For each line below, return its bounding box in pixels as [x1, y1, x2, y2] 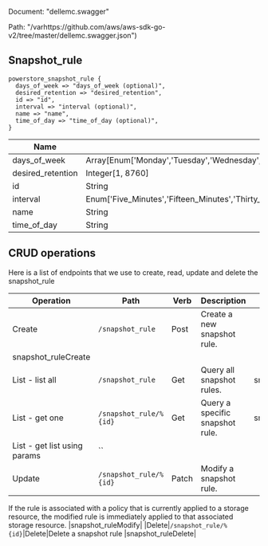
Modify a [200, 462, 235, 473]
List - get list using [12, 440, 84, 451]
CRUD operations [8, 246, 97, 260]
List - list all [12, 374, 57, 385]
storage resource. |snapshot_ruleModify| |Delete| [8, 520, 171, 529]
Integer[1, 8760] [85, 167, 149, 179]
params [12, 450, 41, 461]
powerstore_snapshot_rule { [8, 75, 102, 83]
